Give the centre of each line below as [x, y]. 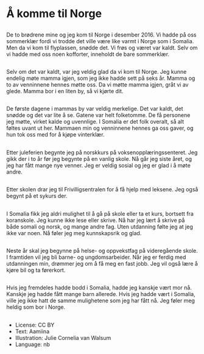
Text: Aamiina [32, 331]
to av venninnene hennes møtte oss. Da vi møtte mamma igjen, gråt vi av [97, 84]
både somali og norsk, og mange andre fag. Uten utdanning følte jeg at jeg [100, 227]
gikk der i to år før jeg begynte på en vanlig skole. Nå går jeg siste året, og [99, 158]
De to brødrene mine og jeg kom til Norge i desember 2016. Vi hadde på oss [101, 35]
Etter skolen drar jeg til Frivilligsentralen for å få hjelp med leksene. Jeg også [102, 189]
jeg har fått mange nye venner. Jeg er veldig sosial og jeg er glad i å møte [98, 165]
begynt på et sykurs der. [37, 196]
